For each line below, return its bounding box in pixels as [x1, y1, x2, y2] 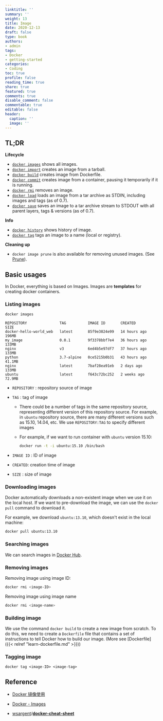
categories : [5, 62, 29, 66]
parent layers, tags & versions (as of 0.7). [12, 208, 95, 214]
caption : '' [9, 116, 34, 121]
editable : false [5, 107, 38, 112]
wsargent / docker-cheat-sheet [12, 711, 74, 717]
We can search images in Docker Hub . [5, 552, 82, 558]
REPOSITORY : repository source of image [12, 385, 92, 391]
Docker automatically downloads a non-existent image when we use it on [5, 495, 152, 501]
